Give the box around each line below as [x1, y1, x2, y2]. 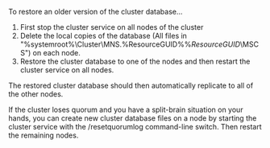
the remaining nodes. [8, 130, 79, 140]
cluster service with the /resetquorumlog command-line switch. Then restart [8, 122, 262, 131]
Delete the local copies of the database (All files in [19, 31, 188, 40]
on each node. [32, 48, 81, 57]
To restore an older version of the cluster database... [8, 7, 183, 16]
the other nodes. [8, 89, 64, 99]
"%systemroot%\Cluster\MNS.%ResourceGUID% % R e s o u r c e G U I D [19, 39, 240, 49]
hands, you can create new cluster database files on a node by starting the [8, 113, 257, 123]
